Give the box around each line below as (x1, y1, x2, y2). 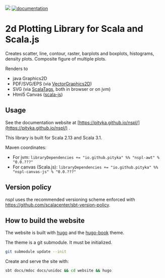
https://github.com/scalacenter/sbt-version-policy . (5, 202, 111, 208)
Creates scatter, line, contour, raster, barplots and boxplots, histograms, (5, 50, 154, 57)
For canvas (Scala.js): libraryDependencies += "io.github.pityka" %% (12, 164, 158, 170)
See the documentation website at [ (5, 119, 79, 126)
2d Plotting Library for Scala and (5, 23, 143, 35)
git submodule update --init (5, 249, 67, 254)
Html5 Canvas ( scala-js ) (12, 91, 63, 97)
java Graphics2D (12, 75, 47, 81)
